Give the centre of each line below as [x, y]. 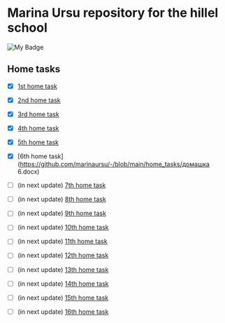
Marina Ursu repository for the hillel [113, 13]
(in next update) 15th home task [63, 297]
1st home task [37, 86]
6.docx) [28, 172]
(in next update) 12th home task [63, 255]
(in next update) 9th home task [62, 213]
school [27, 28]
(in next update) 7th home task [61, 185]
